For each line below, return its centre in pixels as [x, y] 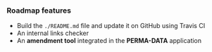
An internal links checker [53, 33]
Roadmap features [39, 11]
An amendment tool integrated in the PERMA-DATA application [109, 41]
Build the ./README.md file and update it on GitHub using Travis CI [111, 26]
